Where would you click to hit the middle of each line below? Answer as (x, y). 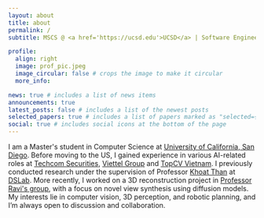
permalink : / (29, 30)
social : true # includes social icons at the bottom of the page (117, 124)
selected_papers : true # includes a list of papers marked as (112, 117)
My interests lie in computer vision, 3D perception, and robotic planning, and (132, 197)
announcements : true (42, 102)
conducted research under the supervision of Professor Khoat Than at (122, 172)
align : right (37, 59)
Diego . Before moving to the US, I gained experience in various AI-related (127, 155)
